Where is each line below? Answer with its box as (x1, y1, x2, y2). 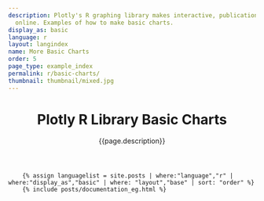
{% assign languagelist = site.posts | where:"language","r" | (22, 172, 234, 180)
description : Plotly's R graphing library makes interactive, (8, 11, 216, 20)
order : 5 (8, 56, 37, 63)
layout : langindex (8, 41, 68, 48)
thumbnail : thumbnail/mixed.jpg (8, 77, 114, 84)
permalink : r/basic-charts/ (8, 70, 101, 77)
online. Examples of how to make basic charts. (15, 19, 174, 27)
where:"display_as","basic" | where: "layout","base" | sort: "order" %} (8, 179, 255, 187)
